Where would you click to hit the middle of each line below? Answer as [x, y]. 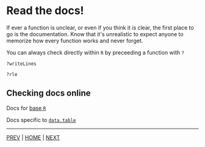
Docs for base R [26, 108]
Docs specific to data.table [41, 119]
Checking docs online [49, 93]
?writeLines [21, 64]
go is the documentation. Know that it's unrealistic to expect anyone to [95, 34]
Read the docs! [45, 11]
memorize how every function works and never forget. [75, 40]
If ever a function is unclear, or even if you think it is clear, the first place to [100, 28]
